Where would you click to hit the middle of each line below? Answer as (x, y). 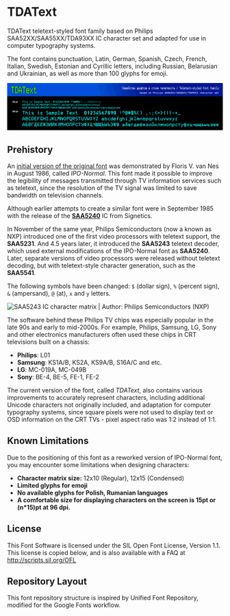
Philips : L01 (34, 355)
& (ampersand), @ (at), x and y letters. (59, 293)
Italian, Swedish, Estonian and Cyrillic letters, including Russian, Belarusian (112, 66)
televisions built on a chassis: (49, 342)
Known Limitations (48, 441)
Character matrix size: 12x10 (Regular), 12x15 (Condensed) (101, 478)
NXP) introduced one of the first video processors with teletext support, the (114, 236)
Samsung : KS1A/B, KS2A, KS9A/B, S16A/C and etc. (89, 362)
